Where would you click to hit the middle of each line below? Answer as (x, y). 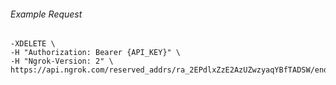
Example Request (46, 14)
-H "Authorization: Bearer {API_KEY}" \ (96, 53)
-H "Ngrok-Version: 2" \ (62, 61)
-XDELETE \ (33, 44)
